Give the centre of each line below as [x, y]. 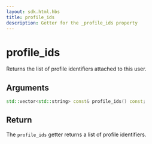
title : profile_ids [31, 17]
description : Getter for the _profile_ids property [72, 23]
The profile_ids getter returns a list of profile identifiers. [76, 134]
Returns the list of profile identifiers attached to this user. [76, 69]
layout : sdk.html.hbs [33, 12]
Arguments [28, 88]
